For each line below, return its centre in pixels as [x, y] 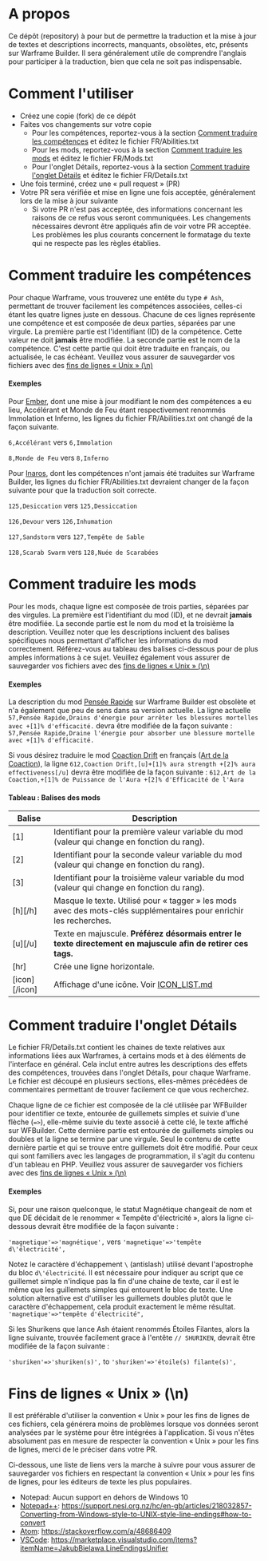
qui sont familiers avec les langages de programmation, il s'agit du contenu [132, 1156]
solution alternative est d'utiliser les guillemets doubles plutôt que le [120, 1298]
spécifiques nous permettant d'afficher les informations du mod [113, 640]
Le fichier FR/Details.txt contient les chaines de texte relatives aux [117, 1048]
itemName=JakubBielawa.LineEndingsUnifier [94, 1548]
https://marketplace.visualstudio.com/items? [124, 1540]
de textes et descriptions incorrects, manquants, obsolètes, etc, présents [128, 44]
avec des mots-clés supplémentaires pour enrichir [149, 911]
